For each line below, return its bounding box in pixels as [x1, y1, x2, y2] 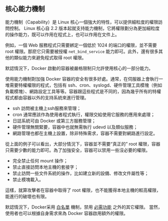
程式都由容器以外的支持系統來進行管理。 [5, 94, 89, 100]
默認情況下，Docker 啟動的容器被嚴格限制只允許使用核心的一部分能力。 [5, 65, 153, 71]
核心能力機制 [5, 4, 45, 13]
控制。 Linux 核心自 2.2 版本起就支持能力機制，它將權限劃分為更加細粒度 [9, 25, 160, 31]
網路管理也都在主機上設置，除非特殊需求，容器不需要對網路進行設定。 [12, 130, 158, 136]
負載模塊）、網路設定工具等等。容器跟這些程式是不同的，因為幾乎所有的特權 [5, 88, 161, 94]
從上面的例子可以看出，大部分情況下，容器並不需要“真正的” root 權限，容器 [5, 140, 160, 146]
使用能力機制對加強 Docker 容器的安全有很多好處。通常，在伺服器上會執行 [5, 75, 159, 81]
